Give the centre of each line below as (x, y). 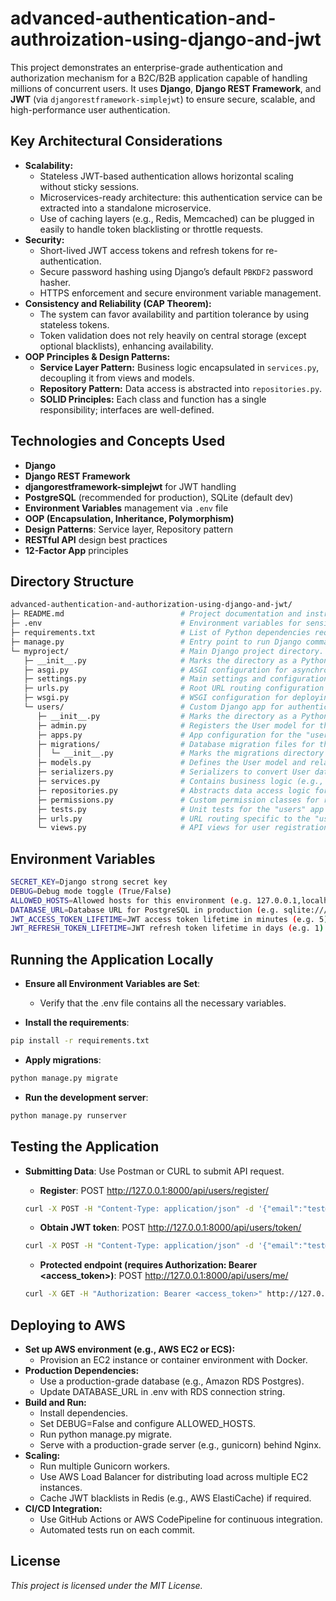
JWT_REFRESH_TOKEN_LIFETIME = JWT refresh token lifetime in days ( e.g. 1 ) (167, 928)
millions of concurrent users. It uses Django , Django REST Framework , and (166, 88)
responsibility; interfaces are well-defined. (127, 409)
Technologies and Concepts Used (118, 441)
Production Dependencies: (82, 1370)
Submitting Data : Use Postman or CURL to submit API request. (154, 1171)
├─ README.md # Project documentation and (156, 614)
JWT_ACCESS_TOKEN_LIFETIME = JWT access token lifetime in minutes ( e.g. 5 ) (169, 919)
